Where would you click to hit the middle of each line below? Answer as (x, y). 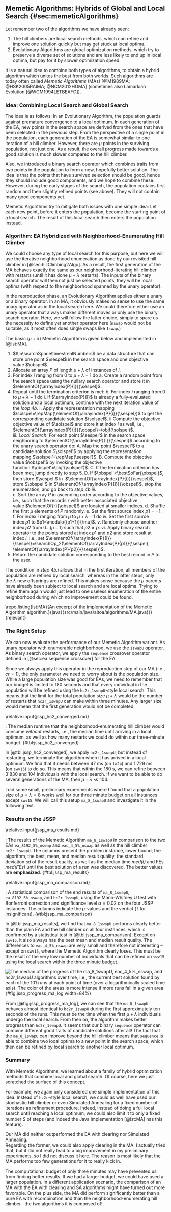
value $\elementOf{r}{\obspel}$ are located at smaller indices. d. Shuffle (89, 506)
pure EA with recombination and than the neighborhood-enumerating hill (81, 1198)
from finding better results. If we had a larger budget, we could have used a (84, 1177)
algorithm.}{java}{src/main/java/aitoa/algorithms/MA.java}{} (90, 612)
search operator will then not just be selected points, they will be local (78, 281)
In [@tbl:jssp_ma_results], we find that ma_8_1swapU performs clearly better (83, 924)
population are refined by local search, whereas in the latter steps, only (80, 575)
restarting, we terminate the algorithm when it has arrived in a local (76, 757)
